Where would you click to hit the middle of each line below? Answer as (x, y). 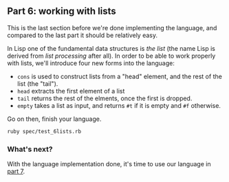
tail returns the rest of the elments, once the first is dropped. (105, 98)
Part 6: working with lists (62, 11)
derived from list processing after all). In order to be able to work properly (111, 56)
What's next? (30, 149)
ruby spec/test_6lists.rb (44, 131)
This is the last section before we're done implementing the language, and (112, 27)
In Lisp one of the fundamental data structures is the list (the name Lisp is (111, 48)
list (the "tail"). (37, 83)
